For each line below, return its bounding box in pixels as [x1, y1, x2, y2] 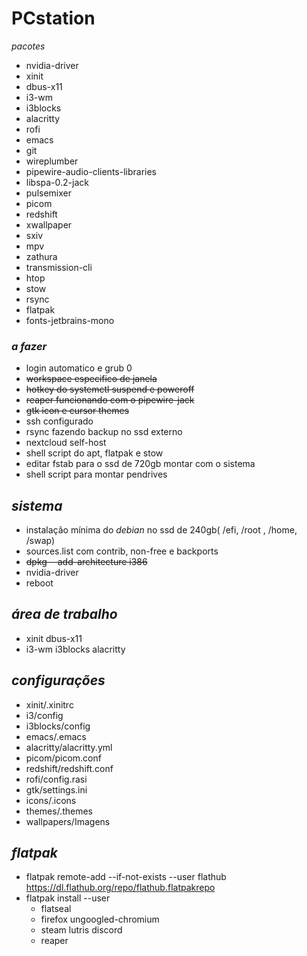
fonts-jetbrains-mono [25, 314, 115, 326]
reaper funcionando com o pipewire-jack [25, 394, 195, 406]
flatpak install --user [25, 892, 111, 904]
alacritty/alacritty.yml [25, 741, 113, 753]
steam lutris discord [40, 924, 123, 936]
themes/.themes [25, 805, 93, 817]
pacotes [11, 40, 46, 52]
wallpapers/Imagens [25, 815, 111, 827]
